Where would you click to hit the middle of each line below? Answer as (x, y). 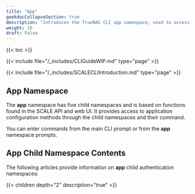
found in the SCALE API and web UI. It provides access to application (89, 111)
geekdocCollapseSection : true (43, 17)
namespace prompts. (32, 134)
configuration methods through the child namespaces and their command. (96, 117)
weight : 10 (19, 28)
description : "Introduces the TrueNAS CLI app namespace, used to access (98, 22)
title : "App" (22, 11)
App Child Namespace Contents (66, 153)
